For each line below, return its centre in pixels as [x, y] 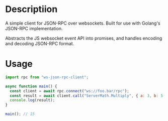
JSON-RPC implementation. [34, 28]
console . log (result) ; [32, 100]
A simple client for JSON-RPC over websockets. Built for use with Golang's [83, 23]
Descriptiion [31, 9]
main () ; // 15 [20, 114]
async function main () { [31, 86]
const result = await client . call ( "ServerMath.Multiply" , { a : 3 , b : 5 [87, 96]
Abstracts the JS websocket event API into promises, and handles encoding [84, 38]
